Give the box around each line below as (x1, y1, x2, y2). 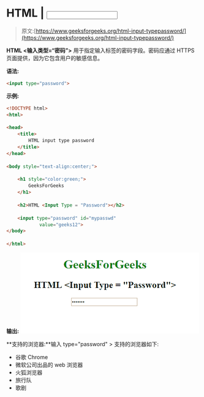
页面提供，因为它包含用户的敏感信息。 (6, 54, 103, 61)
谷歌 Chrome (15, 354, 48, 361)
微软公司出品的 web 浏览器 (15, 361, 83, 369)
